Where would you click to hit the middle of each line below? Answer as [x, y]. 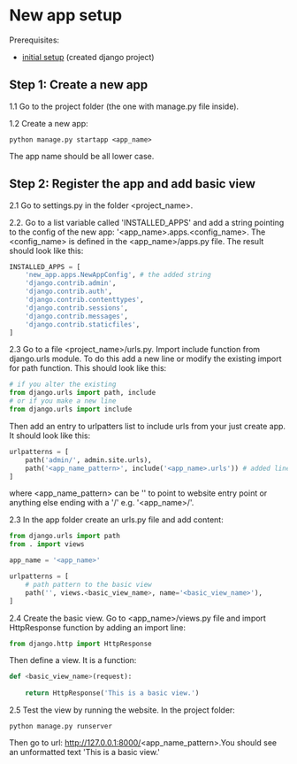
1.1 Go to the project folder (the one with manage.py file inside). [124, 106]
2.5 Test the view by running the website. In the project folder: [122, 710]
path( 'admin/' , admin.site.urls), [88, 460]
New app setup [65, 15]
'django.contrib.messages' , [76, 316]
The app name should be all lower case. [82, 156]
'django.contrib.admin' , [71, 283]
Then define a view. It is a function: [73, 660]
